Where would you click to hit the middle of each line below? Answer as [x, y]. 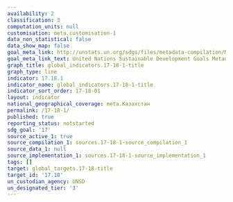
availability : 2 [31, 14]
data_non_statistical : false [49, 40]
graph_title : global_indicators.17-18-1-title [76, 65]
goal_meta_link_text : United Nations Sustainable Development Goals [108, 59]
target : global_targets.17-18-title [60, 168]
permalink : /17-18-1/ [38, 110]
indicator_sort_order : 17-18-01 [54, 91]
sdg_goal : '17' [29, 130]
